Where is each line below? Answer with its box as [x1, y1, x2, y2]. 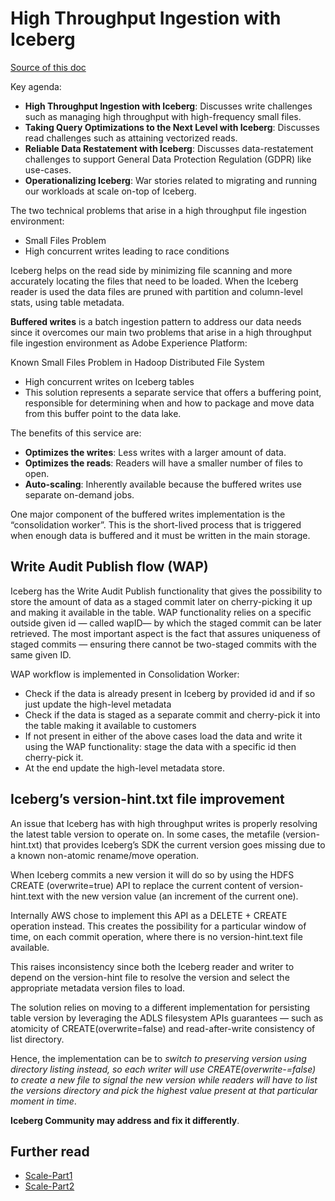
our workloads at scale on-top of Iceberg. [24, 185, 197, 197]
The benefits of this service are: [10, 427, 142, 439]
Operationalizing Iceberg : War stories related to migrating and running [24, 174, 318, 186]
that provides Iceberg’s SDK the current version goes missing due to [44, 838, 326, 851]
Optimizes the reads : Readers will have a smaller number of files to [24, 457, 303, 469]
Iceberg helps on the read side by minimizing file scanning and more [10, 264, 293, 276]
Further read [10, 1143, 90, 1160]
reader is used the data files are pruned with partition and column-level [10, 285, 303, 297]
